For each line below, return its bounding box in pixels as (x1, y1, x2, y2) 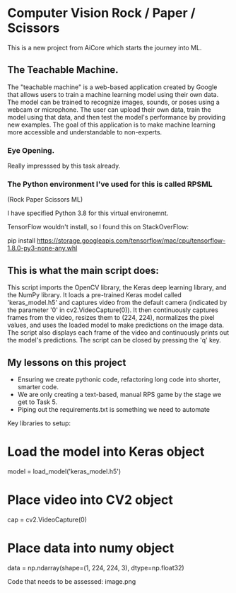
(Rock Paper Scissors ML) (7, 195, 83, 204)
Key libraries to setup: (7, 419, 71, 427)
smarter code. (17, 382, 59, 391)
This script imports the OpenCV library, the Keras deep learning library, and (7, 283, 228, 292)
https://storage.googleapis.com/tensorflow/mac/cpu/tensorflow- (36, 236, 226, 245)
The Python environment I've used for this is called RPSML (7, 179, 213, 189)
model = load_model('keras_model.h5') (7, 467, 122, 476)
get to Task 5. (17, 398, 58, 406)
